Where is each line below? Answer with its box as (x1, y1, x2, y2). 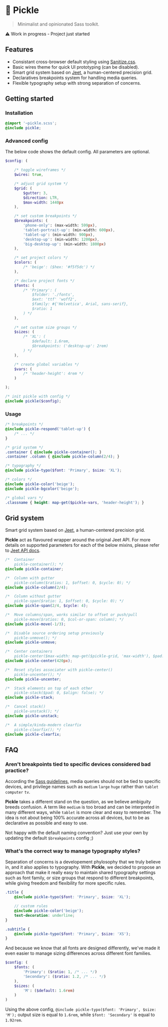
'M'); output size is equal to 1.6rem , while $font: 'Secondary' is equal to (5, 1012, 155, 1018)
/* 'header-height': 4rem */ (23, 371, 84, 376)
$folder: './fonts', (31, 292, 75, 297)
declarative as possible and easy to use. (5, 820, 88, 826)
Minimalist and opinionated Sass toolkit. (17, 21, 99, 27)
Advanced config (5, 137, 48, 144)
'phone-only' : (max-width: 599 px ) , (23, 223, 97, 228)
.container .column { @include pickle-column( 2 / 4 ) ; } (5, 454, 120, 459)
